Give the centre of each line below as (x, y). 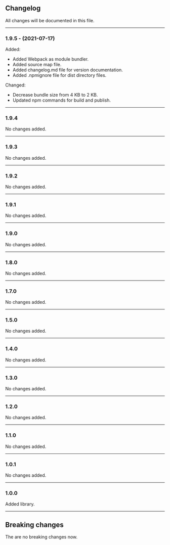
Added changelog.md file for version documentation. (68, 70)
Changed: (15, 85)
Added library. (20, 504)
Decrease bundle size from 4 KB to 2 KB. (55, 95)
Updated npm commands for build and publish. (62, 100)
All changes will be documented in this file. (50, 20)
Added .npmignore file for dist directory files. (59, 75)
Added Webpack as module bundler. (51, 59)
